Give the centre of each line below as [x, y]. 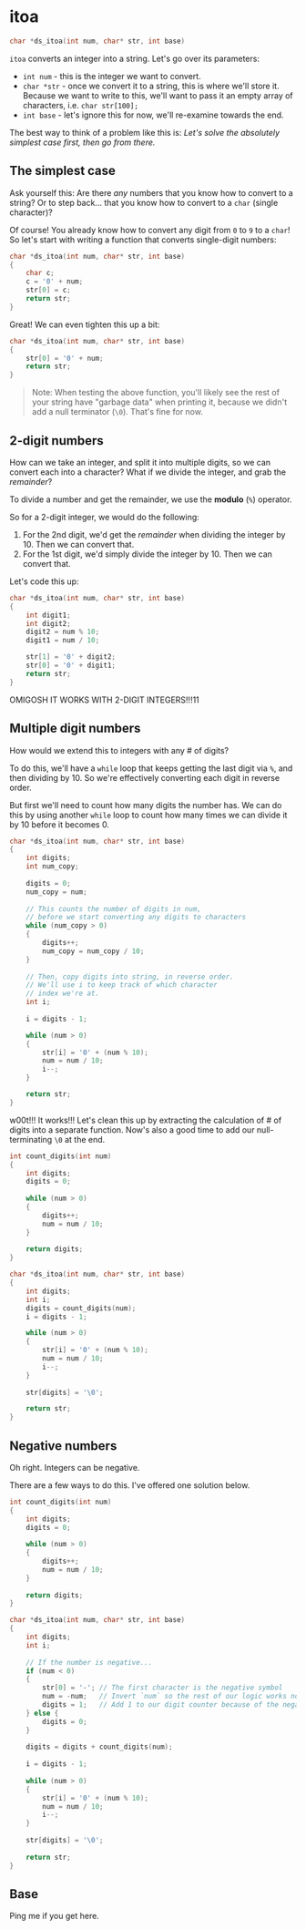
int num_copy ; [52, 867]
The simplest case [63, 171]
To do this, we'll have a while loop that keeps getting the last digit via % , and [151, 768]
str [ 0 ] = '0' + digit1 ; [71, 666]
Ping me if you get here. [55, 1916]
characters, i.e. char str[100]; [81, 105]
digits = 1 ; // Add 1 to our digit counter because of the [161, 1705]
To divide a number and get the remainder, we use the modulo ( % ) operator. [151, 499]
